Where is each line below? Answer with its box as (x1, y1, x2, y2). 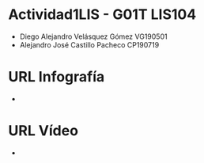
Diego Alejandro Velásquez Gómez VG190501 (19, 32, 168, 41)
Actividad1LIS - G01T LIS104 (8, 6, 197, 24)
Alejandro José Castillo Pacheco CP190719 (19, 40, 160, 49)
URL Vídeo (8, 122, 79, 140)
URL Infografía (8, 68, 105, 86)
